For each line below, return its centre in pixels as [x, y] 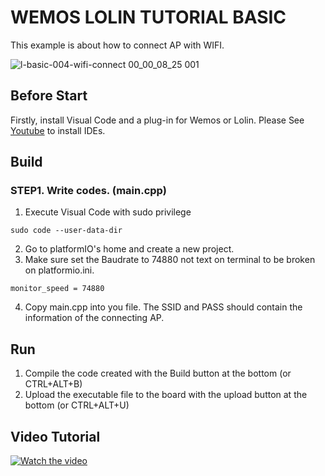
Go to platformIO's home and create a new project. [129, 249]
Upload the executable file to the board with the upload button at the [166, 395]
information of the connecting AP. [94, 318]
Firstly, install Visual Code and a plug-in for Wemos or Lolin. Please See [157, 120]
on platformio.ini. [59, 270]
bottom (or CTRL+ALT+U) [77, 405]
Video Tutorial [55, 436]
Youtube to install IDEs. [58, 130]
